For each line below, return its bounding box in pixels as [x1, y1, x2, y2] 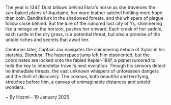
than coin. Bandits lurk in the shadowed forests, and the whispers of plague [5, 15, 164, 21]
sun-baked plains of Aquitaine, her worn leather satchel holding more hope [5, 10, 163, 16]
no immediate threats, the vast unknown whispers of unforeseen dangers [5, 68, 159, 74]
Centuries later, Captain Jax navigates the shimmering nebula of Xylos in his [5, 47, 165, 52]
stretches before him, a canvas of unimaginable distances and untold [5, 79, 150, 85]
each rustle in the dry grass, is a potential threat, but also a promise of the [5, 31, 160, 37]
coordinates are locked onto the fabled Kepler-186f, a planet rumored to [5, 57, 156, 63]
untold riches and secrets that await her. [5, 37, 90, 43]
